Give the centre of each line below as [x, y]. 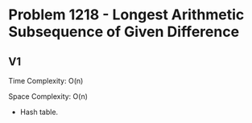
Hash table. [39, 112]
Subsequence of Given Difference [124, 32]
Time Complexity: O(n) [46, 81]
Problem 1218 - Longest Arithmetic [126, 15]
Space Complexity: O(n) [48, 96]
